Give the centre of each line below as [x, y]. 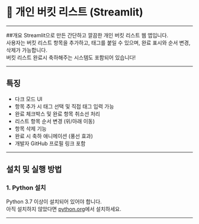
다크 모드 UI [28, 99]
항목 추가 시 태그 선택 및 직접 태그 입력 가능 [64, 106]
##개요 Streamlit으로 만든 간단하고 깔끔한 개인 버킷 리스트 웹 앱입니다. [87, 35]
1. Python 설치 [26, 188]
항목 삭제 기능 [31, 129]
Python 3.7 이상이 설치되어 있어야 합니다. [54, 201]
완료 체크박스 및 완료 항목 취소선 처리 [57, 114]
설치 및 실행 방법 [34, 169]
